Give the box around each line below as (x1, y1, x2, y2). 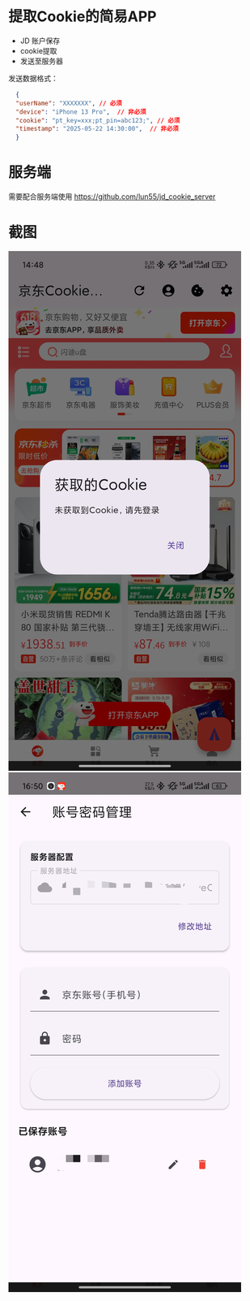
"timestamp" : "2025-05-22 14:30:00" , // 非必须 (15, 125, 180, 133)
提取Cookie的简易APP (8, 7, 157, 26)
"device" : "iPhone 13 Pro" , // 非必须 (15, 107, 147, 116)
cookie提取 (19, 45, 57, 55)
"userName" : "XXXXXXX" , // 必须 (15, 99, 123, 107)
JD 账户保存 (19, 36, 61, 45)
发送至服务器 (19, 56, 63, 66)
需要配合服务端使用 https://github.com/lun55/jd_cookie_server (8, 192, 216, 201)
